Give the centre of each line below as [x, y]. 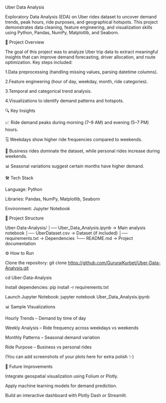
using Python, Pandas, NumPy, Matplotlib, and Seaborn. [62, 32]
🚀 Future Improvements [29, 367]
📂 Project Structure [24, 218]
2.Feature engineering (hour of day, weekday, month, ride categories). [77, 82]
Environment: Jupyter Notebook [38, 208]
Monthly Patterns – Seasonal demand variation [53, 337]
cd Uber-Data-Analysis [28, 278]
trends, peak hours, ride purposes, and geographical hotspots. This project [82, 22]
